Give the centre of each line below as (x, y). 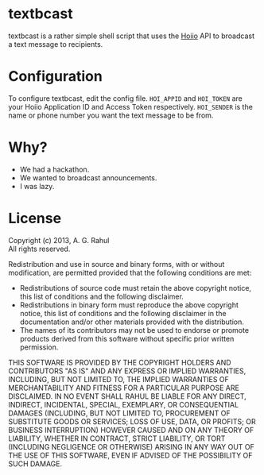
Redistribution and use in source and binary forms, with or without (116, 264)
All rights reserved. (39, 249)
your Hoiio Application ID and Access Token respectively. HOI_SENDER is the (130, 106)
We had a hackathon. (54, 169)
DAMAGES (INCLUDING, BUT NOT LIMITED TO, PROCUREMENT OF (119, 413)
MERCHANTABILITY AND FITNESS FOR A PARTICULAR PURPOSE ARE (124, 388)
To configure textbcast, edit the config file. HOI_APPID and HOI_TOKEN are (125, 98)
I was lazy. (37, 186)
